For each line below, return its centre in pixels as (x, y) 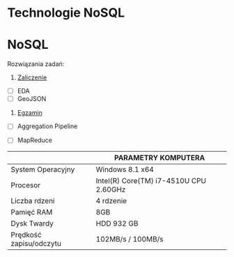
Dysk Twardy (32, 224)
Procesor (26, 185)
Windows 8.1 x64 (125, 170)
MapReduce (34, 140)
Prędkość (26, 235)
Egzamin (30, 113)
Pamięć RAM (32, 212)
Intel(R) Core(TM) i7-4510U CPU (151, 181)
